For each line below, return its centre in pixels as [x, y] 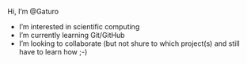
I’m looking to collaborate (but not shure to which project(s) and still [129, 43]
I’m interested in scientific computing [79, 26]
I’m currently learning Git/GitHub [72, 35]
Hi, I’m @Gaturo [33, 11]
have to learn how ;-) [53, 52]
